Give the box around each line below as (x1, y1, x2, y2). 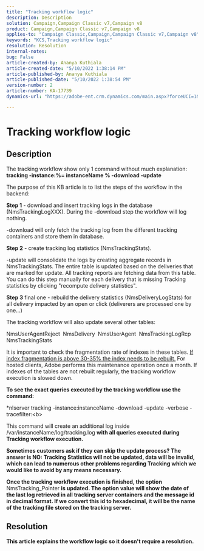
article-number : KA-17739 (6, 88, 72, 94)
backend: (6, 189, 30, 197)
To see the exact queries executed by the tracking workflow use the (6, 386, 181, 393)
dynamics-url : (6, 93, 42, 100)
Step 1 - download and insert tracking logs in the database (6, 201, 153, 209)
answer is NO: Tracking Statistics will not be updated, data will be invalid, (6, 453, 195, 461)
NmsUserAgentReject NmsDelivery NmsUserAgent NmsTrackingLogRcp (6, 330, 191, 337)
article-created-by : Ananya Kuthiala (6, 59, 102, 66)
